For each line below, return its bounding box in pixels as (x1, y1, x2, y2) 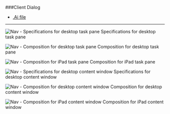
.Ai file (12, 14, 26, 20)
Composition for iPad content (102, 99, 164, 105)
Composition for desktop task (97, 44, 159, 49)
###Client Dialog (5, 5, 40, 10)
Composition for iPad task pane (90, 59, 155, 65)
